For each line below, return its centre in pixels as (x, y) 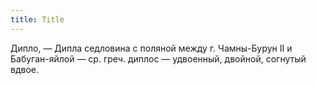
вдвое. (24, 69)
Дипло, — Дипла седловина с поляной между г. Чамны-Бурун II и (151, 48)
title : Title (37, 19)
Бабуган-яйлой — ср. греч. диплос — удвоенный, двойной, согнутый (158, 58)
